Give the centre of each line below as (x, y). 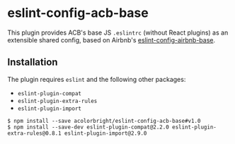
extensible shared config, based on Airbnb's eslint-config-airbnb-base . (111, 40)
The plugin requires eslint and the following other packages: (97, 79)
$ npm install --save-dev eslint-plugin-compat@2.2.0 (88, 127)
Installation (33, 62)
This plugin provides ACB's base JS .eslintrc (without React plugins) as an (118, 32)
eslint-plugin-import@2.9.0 (105, 133)
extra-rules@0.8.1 (34, 133)
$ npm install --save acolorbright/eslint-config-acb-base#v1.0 (104, 121)
